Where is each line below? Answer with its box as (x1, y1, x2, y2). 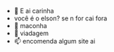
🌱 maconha (13, 22, 47, 30)
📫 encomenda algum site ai (13, 37, 96, 45)
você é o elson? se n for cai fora (13, 14, 108, 22)
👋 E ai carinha (13, 7, 54, 15)
